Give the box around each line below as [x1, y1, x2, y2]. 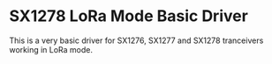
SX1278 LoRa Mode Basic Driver [9, 6, 249, 26]
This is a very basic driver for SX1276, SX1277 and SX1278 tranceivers [9, 35, 264, 46]
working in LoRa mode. [9, 44, 94, 54]
